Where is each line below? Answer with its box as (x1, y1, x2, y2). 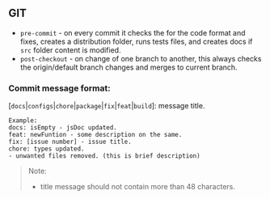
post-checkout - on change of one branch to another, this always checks (19, 53, 262, 63)
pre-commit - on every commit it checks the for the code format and (19, 28, 246, 37)
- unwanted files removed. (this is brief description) (8, 152, 200, 160)
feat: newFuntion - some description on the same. (8, 131, 183, 139)
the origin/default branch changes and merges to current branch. (19, 62, 238, 72)
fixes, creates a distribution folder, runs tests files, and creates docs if (19, 36, 253, 46)
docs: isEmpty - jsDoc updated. (8, 124, 117, 132)
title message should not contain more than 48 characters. (40, 182, 236, 192)
